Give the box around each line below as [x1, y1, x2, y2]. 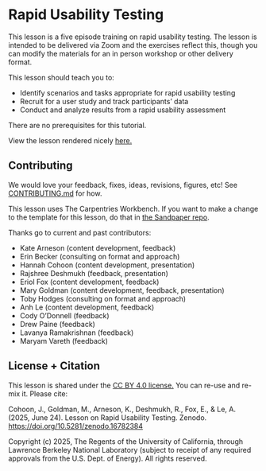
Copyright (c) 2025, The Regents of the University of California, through [8, 436, 244, 446]
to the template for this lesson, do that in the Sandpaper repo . [8, 212, 210, 222]
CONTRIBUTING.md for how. [8, 189, 102, 198]
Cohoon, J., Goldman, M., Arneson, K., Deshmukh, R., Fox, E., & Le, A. [8, 404, 237, 414]
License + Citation [8, 360, 101, 373]
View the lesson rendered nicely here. [8, 135, 133, 145]
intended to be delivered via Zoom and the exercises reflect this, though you [8, 40, 258, 49]
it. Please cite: [21, 388, 68, 399]
